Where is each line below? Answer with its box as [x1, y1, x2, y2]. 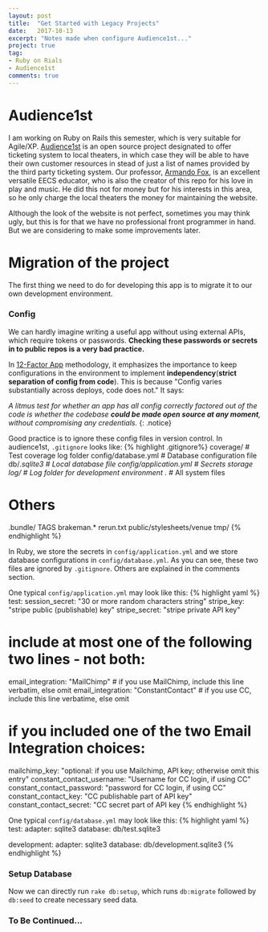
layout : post [8, 11, 52, 20]
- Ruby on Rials [8, 57, 63, 65]
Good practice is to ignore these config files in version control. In [8, 433, 223, 443]
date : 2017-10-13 [8, 27, 74, 35]
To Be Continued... [8, 914, 83, 926]
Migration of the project [8, 253, 170, 272]
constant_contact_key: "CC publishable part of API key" [8, 791, 193, 801]
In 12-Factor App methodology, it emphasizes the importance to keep [8, 359, 238, 369]
